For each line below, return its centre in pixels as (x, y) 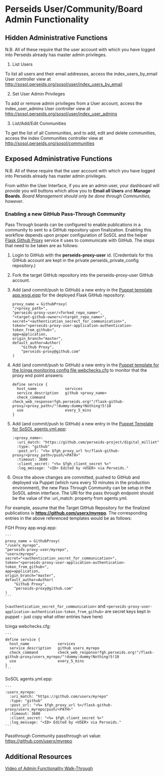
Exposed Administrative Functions (59, 159)
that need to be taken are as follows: (42, 246)
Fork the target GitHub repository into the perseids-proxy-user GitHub (83, 275)
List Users (22, 64)
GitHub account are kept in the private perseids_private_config (75, 260)
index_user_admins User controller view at (48, 109)
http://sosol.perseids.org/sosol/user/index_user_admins (61, 114)
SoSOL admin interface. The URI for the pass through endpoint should (83, 493)
